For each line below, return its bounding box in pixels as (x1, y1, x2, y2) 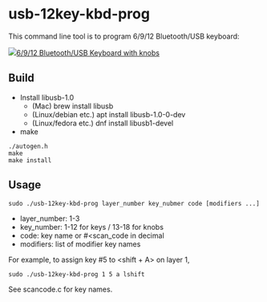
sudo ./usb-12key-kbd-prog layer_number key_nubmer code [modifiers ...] (8, 199, 261, 207)
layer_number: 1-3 (19, 214, 80, 223)
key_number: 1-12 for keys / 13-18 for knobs (19, 222, 164, 231)
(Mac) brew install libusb (31, 101, 114, 111)
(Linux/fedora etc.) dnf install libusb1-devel (31, 118, 174, 128)
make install (8, 156, 52, 165)
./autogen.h (8, 142, 48, 150)
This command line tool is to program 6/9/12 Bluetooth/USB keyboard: (8, 31, 240, 41)
